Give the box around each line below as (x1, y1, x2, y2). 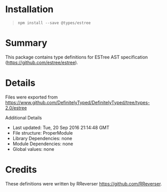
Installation (5, 4, 54, 15)
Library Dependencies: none (12, 135, 73, 141)
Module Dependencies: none (12, 141, 74, 147)
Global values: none (12, 146, 54, 152)
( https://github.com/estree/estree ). (5, 59, 79, 66)
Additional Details (5, 114, 42, 120)
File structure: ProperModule (12, 130, 73, 136)
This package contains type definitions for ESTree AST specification (5, 54, 148, 60)
